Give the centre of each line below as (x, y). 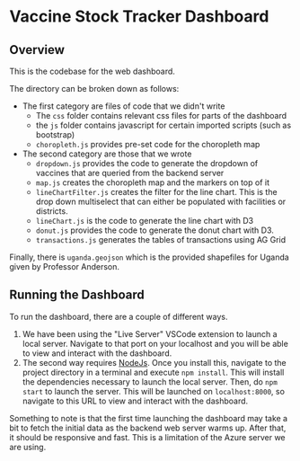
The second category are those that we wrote (107, 154)
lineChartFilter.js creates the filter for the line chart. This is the (156, 192)
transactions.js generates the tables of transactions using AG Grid (161, 239)
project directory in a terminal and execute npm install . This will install (153, 372)
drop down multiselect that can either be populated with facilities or (161, 201)
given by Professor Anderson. (64, 266)
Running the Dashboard (77, 295)
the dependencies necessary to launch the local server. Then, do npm (150, 381)
